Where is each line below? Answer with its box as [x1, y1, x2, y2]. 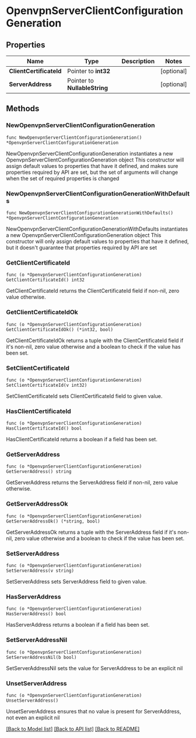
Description [121, 57, 155, 65]
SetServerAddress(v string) [6, 568, 75, 574]
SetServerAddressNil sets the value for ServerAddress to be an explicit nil [6, 664, 183, 671]
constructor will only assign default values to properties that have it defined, [6, 238, 189, 245]
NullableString [66, 84, 108, 92]
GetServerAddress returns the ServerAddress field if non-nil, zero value [6, 479, 178, 486]
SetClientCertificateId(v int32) [6, 382, 87, 388]
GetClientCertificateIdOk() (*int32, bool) [6, 327, 114, 332]
